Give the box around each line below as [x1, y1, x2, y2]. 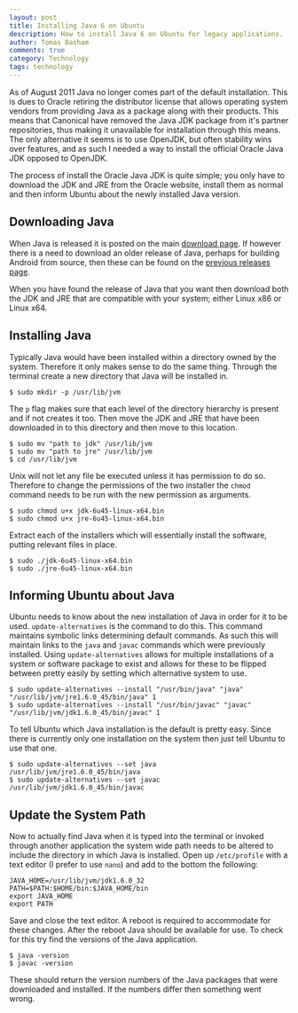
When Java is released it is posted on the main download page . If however [9, 238, 282, 248]
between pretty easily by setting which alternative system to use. [9, 668, 247, 679]
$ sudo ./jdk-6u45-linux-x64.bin [9, 556, 133, 565]
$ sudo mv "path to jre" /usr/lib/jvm [9, 447, 153, 456]
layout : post [9, 12, 58, 22]
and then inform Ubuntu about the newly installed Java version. [9, 188, 241, 200]
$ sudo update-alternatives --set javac [9, 775, 161, 785]
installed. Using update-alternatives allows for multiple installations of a [9, 649, 274, 660]
